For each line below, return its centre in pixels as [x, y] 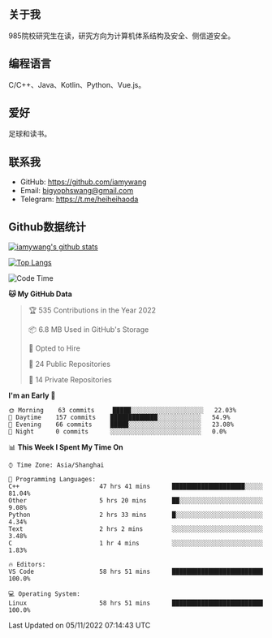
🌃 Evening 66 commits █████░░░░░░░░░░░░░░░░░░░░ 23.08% [121, 425]
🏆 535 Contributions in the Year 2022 [92, 310]
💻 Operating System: [45, 594]
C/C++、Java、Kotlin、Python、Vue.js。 [77, 84]
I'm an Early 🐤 [32, 395]
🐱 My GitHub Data [41, 294]
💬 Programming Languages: [52, 480]
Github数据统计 [47, 227]
